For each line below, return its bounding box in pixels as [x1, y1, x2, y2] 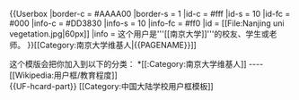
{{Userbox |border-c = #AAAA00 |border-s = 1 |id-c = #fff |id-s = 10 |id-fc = [9, 9, 291, 19]
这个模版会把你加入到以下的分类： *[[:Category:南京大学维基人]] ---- [9, 59, 264, 69]
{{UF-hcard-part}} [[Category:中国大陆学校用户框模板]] [9, 81, 214, 91]
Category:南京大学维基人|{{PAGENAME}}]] [40, 40, 198, 50]
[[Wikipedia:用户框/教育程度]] [9, 70, 119, 80]
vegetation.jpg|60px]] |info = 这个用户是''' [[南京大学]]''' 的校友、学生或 [9, 29, 269, 39]
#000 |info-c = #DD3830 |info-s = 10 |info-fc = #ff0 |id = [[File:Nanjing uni [9, 18, 285, 29]
